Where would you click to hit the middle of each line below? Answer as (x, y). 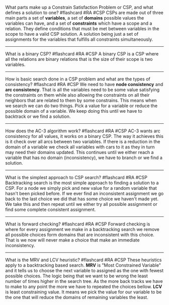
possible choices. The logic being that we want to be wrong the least (77, 276)
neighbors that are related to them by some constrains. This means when (81, 100)
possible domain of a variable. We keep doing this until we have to (74, 111)
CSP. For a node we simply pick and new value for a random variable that (81, 188)
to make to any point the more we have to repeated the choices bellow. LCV (84, 287)
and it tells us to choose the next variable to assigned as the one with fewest (84, 271)
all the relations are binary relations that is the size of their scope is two (79, 59)
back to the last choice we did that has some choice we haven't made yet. (82, 199)
